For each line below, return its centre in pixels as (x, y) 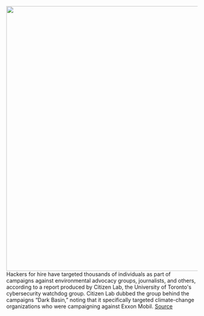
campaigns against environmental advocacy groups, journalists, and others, (101, 281)
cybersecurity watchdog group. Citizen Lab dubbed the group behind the (98, 293)
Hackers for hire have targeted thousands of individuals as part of (89, 274)
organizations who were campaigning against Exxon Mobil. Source (90, 306)
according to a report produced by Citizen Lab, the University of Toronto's (99, 287)
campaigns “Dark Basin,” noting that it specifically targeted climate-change (100, 300)
